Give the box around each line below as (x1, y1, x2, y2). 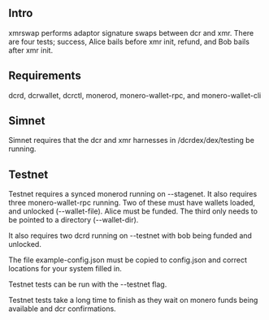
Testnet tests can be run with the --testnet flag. (8, 279, 167, 289)
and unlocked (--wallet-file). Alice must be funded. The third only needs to (8, 206, 258, 216)
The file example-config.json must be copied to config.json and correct (8, 255, 248, 265)
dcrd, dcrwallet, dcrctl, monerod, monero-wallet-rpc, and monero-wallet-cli (8, 90, 262, 100)
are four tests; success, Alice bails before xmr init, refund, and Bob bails (8, 37, 250, 46)
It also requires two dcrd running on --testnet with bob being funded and (8, 231, 252, 240)
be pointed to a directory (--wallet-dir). (8, 215, 139, 225)
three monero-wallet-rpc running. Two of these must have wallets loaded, (8, 198, 256, 208)
